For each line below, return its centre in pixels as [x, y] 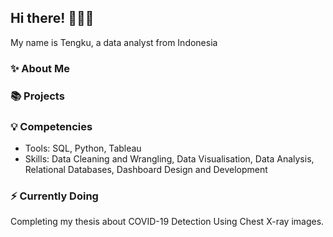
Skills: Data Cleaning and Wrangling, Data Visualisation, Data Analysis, [169, 158]
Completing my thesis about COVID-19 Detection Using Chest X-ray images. [167, 222]
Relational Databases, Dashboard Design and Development [146, 169]
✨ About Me [40, 68]
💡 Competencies [51, 126]
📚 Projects [37, 96]
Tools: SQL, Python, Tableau [83, 148]
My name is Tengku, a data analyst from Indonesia [114, 42]
